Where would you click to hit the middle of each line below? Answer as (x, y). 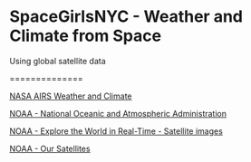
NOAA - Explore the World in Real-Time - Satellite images (116, 131)
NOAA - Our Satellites (50, 148)
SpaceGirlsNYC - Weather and (126, 17)
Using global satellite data (58, 61)
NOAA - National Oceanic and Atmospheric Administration (118, 113)
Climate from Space (85, 36)
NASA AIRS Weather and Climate (71, 96)
